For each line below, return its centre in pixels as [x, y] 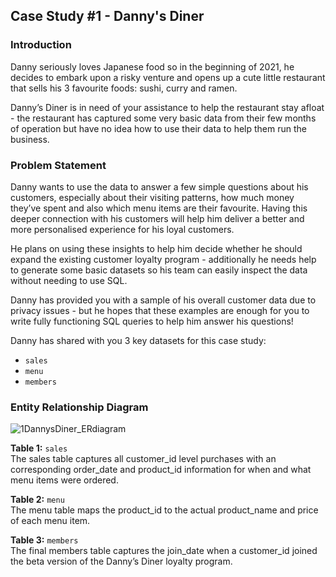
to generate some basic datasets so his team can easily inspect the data [159, 270]
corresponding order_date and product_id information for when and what [161, 470]
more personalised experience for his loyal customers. [122, 229]
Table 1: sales [39, 448]
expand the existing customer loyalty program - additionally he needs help [163, 259]
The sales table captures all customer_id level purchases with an [143, 459]
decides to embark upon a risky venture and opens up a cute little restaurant [168, 77]
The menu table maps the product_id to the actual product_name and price [164, 510]
